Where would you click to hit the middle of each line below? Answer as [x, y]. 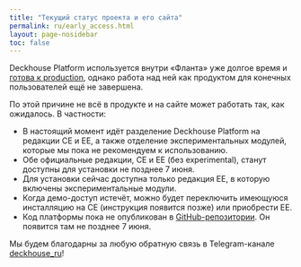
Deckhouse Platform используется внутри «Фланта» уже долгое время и [148, 68]
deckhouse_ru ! [37, 254]
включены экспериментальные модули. [99, 188]
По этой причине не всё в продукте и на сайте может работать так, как [147, 105]
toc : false [30, 43]
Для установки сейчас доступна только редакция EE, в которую [146, 179]
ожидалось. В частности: [58, 114]
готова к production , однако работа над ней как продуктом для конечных [150, 78]
